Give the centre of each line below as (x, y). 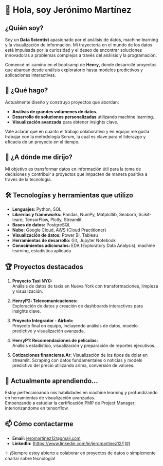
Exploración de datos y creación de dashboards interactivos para (77, 306)
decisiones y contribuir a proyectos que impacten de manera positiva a (76, 174)
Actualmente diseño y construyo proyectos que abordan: (62, 102)
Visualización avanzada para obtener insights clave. (65, 122)
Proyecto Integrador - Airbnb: (43, 321)
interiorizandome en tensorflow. (37, 408)
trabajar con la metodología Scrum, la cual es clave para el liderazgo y (75, 137)
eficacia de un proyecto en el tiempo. (42, 142)
